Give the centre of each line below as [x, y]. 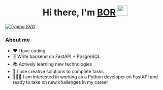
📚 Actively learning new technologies [52, 64]
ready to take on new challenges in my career [60, 82]
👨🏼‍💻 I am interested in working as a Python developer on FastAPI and [85, 77]
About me [18, 40]
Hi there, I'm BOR [79, 12]
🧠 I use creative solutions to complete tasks [58, 72]
